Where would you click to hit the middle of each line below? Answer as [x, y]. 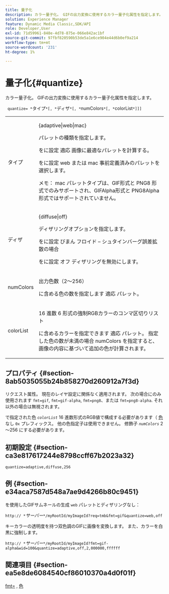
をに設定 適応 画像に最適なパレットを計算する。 [95, 151]
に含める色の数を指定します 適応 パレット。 [90, 294]
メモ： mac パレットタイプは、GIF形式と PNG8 [95, 183]
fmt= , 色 [14, 586]
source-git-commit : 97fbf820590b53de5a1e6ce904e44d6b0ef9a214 [72, 38]
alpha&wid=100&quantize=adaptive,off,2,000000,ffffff [63, 548]
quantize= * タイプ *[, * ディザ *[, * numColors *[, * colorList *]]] [74, 108]
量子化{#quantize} [44, 83]
